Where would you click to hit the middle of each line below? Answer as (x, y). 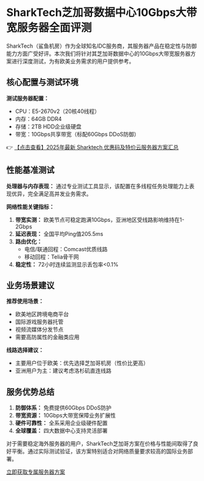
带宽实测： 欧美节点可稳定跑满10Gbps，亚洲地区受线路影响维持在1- (100, 219)
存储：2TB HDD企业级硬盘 (48, 127)
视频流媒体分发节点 (39, 329)
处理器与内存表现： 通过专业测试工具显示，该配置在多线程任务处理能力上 (98, 186)
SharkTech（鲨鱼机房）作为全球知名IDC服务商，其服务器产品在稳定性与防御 (101, 46)
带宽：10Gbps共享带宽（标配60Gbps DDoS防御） (77, 134)
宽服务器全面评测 (49, 28)
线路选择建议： (25, 350)
